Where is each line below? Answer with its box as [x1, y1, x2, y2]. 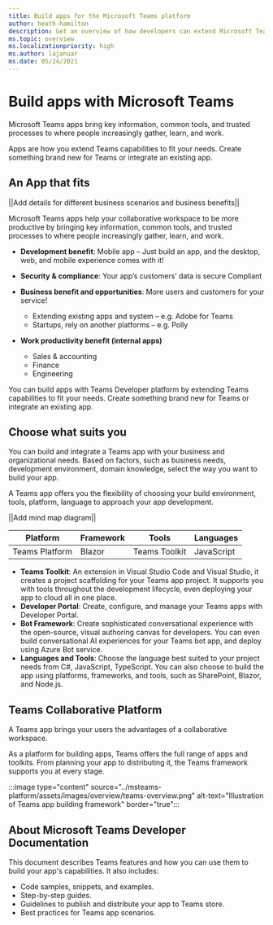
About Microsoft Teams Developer [8, 823, 186, 837]
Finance [32, 360, 59, 370]
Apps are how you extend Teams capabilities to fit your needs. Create [8, 143, 242, 153]
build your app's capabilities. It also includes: [8, 866, 159, 876]
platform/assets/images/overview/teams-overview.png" [8, 791, 196, 800]
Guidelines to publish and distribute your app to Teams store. [19, 899, 225, 909]
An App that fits [8, 176, 91, 190]
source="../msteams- [90, 783, 162, 792]
